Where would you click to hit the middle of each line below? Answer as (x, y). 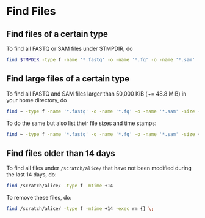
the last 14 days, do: (31, 175)
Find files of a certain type (57, 34)
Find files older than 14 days (61, 153)
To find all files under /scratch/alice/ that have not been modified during (99, 168)
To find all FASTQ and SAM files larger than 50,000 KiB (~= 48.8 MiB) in (96, 94)
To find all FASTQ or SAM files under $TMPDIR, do (70, 48)
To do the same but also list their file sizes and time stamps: (81, 123)
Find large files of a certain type (68, 79)
